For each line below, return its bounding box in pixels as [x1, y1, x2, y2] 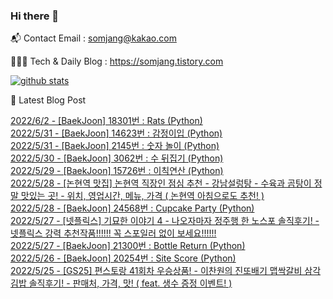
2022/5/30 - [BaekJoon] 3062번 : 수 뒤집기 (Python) [10, 152, 224, 164]
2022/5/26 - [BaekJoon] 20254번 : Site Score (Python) [10, 252, 237, 264]
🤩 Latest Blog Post [10, 94, 87, 106]
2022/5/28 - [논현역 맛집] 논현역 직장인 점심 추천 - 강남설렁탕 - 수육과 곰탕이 [10, 177, 312, 189]
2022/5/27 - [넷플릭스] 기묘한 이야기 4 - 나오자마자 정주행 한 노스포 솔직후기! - [10, 215, 320, 227]
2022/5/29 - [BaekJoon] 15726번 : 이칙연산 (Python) [10, 165, 224, 177]
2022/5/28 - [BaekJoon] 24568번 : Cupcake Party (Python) [10, 202, 255, 214]
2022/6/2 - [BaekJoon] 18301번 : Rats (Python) [10, 115, 203, 127]
